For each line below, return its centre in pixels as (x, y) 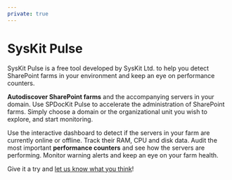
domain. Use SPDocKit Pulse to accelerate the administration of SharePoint (116, 104)
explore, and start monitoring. (50, 119)
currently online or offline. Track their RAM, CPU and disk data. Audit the (112, 140)
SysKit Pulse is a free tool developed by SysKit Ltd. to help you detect (108, 68)
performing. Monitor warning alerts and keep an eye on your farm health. (113, 155)
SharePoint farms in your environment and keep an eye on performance (111, 75)
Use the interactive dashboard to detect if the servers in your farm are (109, 133)
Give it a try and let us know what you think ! (71, 169)
